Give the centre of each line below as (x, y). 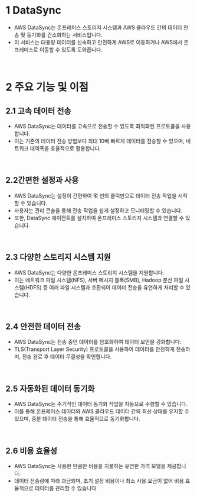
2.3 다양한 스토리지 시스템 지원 (58, 257)
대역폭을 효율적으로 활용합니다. (65, 148)
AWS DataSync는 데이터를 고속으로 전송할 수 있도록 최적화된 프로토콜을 (97, 126)
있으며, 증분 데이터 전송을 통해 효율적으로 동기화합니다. (77, 419)
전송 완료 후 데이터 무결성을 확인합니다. (67, 357)
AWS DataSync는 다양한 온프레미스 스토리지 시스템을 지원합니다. (89, 272)
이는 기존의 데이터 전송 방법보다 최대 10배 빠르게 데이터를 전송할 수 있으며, (99, 141)
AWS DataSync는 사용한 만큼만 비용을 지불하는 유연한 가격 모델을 (90, 466)
